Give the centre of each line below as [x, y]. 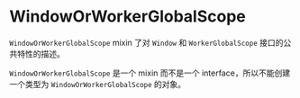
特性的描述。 [41, 53]
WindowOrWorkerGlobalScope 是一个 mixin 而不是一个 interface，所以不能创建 [150, 73]
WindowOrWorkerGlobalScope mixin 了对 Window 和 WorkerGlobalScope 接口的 [146, 42]
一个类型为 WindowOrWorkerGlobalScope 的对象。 [98, 84]
